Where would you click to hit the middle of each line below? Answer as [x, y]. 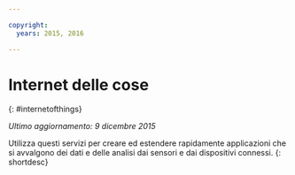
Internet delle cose [79, 84]
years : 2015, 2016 [50, 33]
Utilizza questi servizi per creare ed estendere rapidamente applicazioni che [147, 143]
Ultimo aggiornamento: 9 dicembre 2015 [82, 126]
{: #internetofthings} [45, 109]
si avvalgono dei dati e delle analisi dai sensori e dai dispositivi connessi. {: [144, 153]
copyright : [28, 25]
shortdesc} [28, 162]
